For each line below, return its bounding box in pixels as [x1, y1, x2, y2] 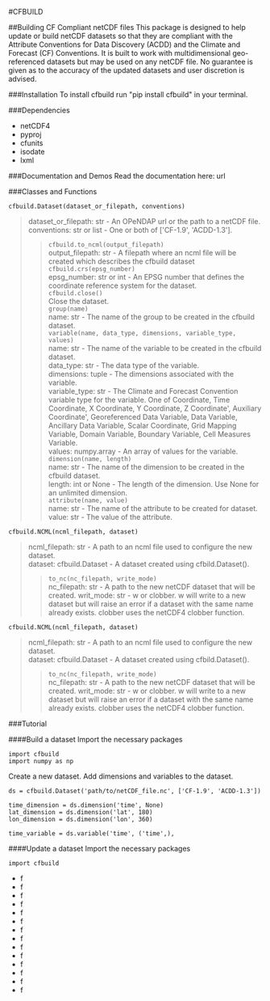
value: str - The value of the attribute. [48, 513, 173, 522]
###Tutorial [8, 719, 47, 729]
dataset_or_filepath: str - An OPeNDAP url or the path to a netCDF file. [27, 217, 260, 226]
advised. [8, 74, 37, 83]
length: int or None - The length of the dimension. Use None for [48, 479, 260, 488]
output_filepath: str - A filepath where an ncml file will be [48, 248, 237, 257]
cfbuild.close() [48, 289, 103, 298]
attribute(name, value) [48, 496, 129, 505]
